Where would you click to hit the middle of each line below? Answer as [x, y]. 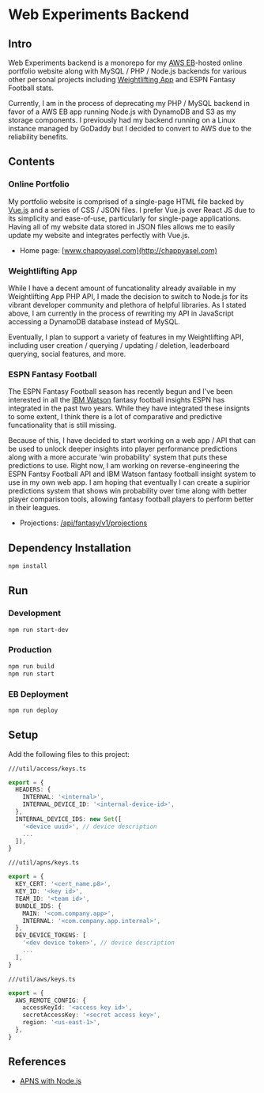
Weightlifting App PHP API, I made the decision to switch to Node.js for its [128, 296]
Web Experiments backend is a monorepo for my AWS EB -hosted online [125, 62]
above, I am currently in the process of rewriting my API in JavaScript [121, 313]
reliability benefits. [38, 137]
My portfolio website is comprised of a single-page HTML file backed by [126, 201]
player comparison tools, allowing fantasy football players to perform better [131, 499]
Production [30, 650]
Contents [32, 162]
